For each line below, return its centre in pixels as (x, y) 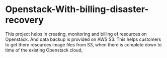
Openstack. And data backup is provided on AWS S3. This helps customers (83, 39)
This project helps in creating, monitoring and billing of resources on (76, 34)
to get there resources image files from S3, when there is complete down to (83, 44)
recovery (25, 20)
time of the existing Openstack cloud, (44, 50)
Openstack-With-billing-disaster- (77, 9)
